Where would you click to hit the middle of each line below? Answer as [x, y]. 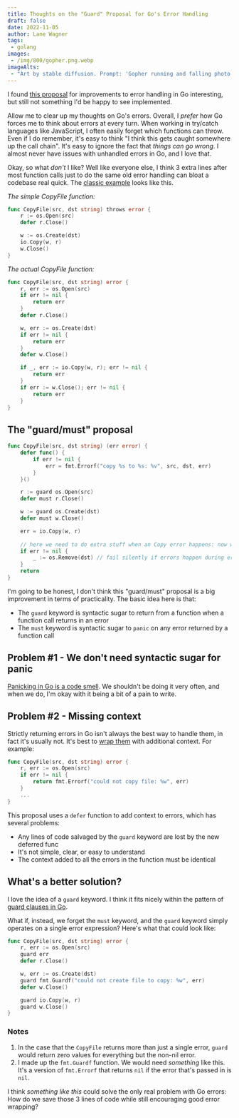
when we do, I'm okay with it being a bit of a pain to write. [92, 694]
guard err [35, 955]
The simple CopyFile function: [51, 196]
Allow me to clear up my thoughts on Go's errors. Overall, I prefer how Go [115, 116]
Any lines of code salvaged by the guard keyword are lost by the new [118, 837]
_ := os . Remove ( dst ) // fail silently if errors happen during [128, 558]
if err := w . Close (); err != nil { [73, 387]
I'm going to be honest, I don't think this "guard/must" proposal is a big [111, 591]
